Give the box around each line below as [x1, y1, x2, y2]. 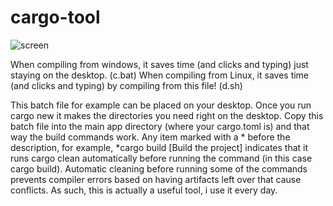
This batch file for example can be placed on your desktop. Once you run [10, 99, 312, 111]
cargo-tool [10, 6, 101, 29]
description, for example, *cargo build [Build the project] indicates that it [10, 141, 309, 153]
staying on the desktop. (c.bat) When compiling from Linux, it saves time [10, 69, 310, 81]
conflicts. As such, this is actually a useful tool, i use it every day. [10, 184, 278, 196]
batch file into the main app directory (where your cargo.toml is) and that [10, 120, 310, 132]
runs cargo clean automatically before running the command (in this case [10, 152, 313, 164]
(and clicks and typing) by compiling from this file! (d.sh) [10, 79, 243, 91]
